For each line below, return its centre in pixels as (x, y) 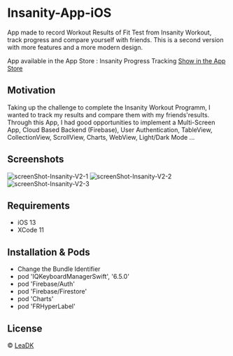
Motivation (31, 90)
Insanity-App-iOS (59, 13)
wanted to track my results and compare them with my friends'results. (108, 114)
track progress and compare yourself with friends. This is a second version (115, 39)
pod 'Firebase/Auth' (46, 284)
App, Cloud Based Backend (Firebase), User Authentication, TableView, (110, 130)
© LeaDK (21, 345)
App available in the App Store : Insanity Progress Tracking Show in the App (116, 60)
